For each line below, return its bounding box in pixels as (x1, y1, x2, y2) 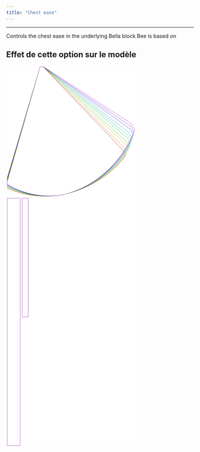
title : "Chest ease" (6, 10, 58, 15)
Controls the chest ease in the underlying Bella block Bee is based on (6, 32, 177, 39)
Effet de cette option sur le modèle (6, 49, 137, 60)
